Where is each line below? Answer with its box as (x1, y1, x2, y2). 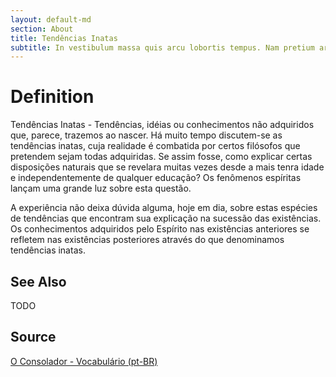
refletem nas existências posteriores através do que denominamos (10, 234, 285, 246)
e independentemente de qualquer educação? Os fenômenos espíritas (10, 172, 302, 184)
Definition (10, 86, 95, 108)
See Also (10, 273, 67, 290)
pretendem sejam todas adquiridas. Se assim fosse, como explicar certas (10, 151, 313, 163)
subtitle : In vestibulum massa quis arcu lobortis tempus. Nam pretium (10, 42, 315, 53)
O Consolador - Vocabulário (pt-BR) (10, 355, 158, 367)
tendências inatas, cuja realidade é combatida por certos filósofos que (10, 140, 301, 152)
